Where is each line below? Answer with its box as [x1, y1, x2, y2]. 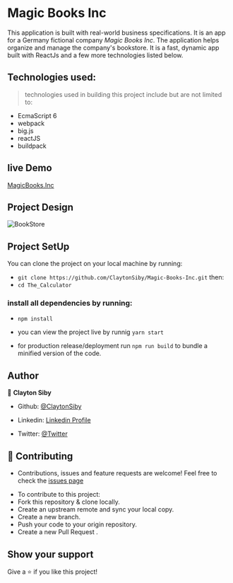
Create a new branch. [17, 513, 81, 521]
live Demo [7, 162, 52, 174]
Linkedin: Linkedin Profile [17, 416, 91, 425]
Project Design [7, 201, 74, 213]
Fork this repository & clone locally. [17, 497, 120, 507]
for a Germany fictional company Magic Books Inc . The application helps [7, 35, 220, 44]
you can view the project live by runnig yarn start [17, 328, 164, 337]
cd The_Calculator [17, 282, 72, 289]
